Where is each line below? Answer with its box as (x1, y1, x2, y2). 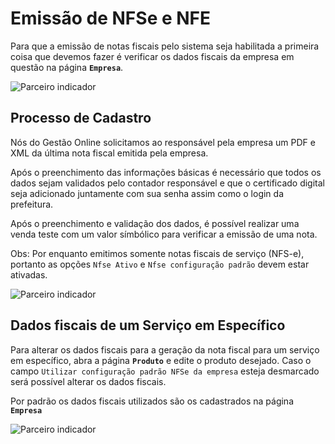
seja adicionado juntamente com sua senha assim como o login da (10, 187, 284, 199)
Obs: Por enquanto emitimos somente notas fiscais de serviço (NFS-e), (10, 247, 305, 259)
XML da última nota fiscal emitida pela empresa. (10, 147, 209, 159)
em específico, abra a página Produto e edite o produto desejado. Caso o (10, 354, 312, 366)
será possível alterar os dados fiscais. (10, 375, 167, 387)
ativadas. (10, 268, 48, 281)
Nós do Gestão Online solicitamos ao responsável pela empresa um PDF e (10, 136, 316, 148)
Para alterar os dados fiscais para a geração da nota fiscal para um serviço (10, 343, 320, 356)
